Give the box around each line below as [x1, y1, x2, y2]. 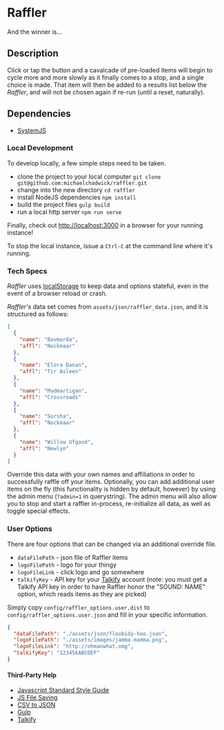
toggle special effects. [7, 507, 70, 515]
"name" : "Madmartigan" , [19, 387, 88, 394]
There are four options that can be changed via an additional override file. [7, 540, 217, 548]
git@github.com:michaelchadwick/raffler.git [17, 179, 147, 187]
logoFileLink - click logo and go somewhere [17, 567, 145, 576]
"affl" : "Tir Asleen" [19, 368, 81, 375]
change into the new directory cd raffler [17, 185, 136, 194]
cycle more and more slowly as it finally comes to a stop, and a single [7, 73, 205, 81]
